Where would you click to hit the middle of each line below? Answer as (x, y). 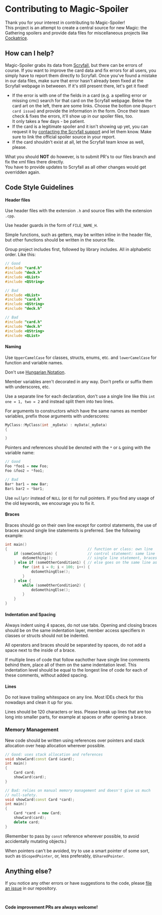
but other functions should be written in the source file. (60, 240)
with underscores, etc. (27, 387)
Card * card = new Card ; (38, 813)
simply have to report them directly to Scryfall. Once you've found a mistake (81, 75)
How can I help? (30, 53)
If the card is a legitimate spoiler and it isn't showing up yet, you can (80, 126)
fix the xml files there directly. (35, 161)
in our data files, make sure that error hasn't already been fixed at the (74, 80)
